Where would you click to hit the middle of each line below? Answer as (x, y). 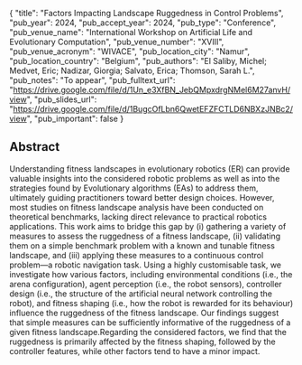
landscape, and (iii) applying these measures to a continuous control (137, 255)
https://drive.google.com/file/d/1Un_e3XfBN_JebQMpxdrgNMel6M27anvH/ (152, 90)
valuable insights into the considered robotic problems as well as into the (145, 178)
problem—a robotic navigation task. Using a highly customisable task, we (146, 265)
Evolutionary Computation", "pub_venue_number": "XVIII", (117, 42)
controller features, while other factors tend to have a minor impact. (135, 351)
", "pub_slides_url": (62, 99)
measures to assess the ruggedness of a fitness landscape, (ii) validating (145, 236)
